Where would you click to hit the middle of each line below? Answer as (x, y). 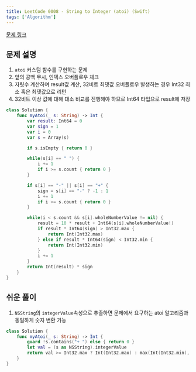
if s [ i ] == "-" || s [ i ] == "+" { (68, 185)
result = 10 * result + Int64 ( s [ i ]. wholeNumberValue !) (106, 223)
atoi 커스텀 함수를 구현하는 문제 (51, 70)
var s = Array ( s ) (48, 137)
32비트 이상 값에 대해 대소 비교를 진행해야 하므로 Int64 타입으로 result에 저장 (102, 99)
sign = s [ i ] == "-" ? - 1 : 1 (73, 191)
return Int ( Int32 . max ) (75, 234)
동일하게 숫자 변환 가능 (40, 320)
